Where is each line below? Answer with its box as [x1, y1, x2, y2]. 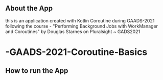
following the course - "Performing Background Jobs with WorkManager [5, 23, 158, 29]
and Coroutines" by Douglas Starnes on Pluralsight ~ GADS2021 [5, 28, 141, 35]
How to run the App [5, 66, 68, 75]
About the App [5, 4, 53, 13]
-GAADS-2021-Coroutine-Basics [5, 46, 148, 58]
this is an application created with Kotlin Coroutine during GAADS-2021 [5, 17, 155, 23]
